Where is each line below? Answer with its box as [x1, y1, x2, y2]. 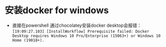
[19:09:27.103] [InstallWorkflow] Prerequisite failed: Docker [12, 29, 150, 34]
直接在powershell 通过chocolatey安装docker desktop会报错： [12, 22, 142, 28]
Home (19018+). [12, 37, 45, 43]
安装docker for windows [5, 5, 109, 16]
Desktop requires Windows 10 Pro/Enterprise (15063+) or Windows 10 [12, 33, 161, 38]
